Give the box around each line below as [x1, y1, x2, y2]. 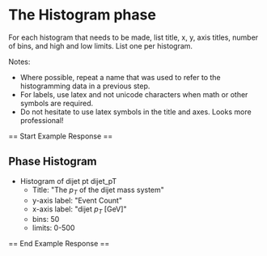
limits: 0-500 [32, 223, 75, 233]
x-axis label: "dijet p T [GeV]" [32, 204, 127, 215]
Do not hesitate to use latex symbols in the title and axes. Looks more [19, 107, 252, 117]
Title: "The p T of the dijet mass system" [32, 185, 164, 196]
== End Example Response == [8, 239, 110, 249]
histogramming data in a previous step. [19, 81, 150, 91]
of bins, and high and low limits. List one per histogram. [8, 41, 193, 50]
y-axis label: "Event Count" [32, 195, 123, 205]
